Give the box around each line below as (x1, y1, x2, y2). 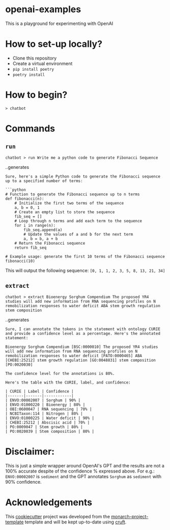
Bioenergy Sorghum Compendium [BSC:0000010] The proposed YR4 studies (5, 344, 158, 349)
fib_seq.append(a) (23, 227, 63, 232)
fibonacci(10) (5, 258, 36, 263)
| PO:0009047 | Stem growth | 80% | (5, 424, 83, 429)
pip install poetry (12, 67, 54, 72)
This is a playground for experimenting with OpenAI (5, 20, 114, 26)
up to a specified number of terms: (5, 178, 83, 184)
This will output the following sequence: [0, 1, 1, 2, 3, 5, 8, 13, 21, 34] (5, 267, 165, 273)
